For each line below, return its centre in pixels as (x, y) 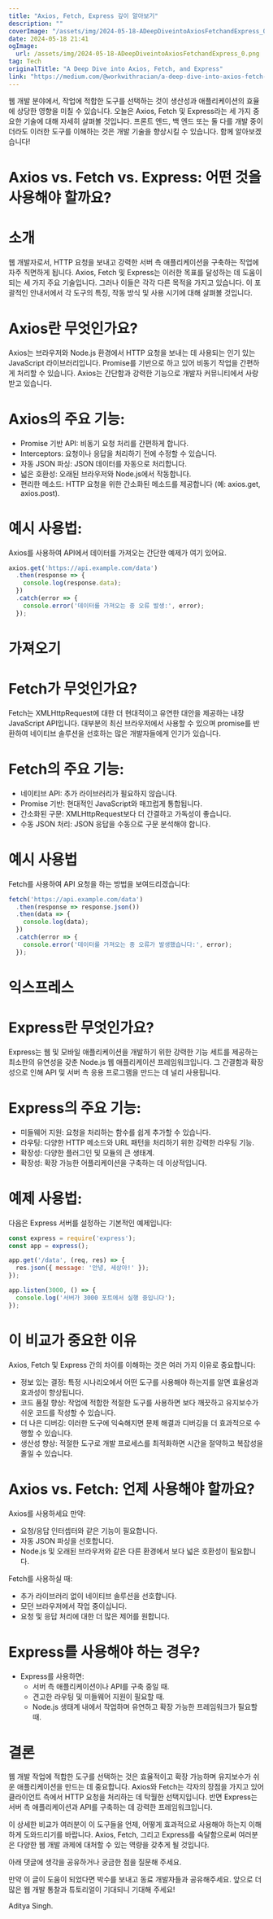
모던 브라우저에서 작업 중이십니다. (74, 1606)
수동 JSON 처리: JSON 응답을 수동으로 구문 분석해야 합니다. (115, 824)
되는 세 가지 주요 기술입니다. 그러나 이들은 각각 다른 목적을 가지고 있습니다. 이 (131, 283)
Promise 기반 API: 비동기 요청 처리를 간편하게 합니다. (104, 443)
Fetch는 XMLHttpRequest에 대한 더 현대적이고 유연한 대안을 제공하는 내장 (126, 712)
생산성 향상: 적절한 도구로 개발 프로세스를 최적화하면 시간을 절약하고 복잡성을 (142, 1443)
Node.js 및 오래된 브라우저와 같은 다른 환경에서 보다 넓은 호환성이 (124, 1551)
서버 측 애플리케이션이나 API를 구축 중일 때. (101, 1686)
